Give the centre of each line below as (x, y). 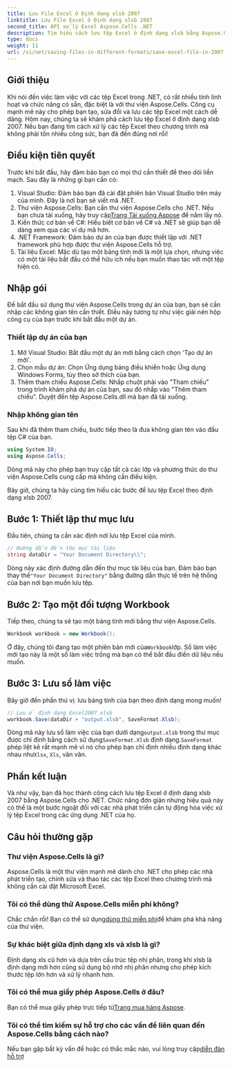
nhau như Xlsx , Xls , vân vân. (47, 754)
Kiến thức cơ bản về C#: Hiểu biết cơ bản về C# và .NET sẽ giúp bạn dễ (119, 222)
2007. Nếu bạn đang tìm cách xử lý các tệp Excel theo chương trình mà (108, 126)
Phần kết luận (37, 776)
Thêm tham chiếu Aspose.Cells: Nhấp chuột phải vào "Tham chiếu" (113, 382)
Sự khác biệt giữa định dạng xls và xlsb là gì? (84, 945)
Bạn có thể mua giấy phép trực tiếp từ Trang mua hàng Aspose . (96, 1007)
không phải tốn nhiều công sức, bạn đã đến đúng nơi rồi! (88, 134)
